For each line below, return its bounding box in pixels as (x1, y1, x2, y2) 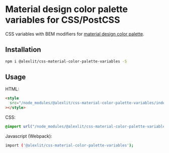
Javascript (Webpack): (5, 133, 52, 139)
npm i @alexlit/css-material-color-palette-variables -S (5, 59, 127, 64)
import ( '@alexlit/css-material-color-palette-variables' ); (5, 142, 134, 148)
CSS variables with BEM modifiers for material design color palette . (5, 31, 144, 37)
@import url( (5, 124, 33, 129)
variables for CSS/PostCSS (5, 14, 120, 26)
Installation (5, 45, 41, 54)
